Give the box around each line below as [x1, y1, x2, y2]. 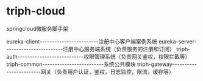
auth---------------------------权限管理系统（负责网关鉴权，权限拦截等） [6, 53, 191, 60]
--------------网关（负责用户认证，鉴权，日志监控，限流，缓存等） [6, 68, 175, 75]
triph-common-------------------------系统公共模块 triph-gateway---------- [6, 60, 197, 68]
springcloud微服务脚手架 [6, 25, 69, 32]
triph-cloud [6, 4, 65, 18]
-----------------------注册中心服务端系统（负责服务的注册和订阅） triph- [6, 45, 191, 53]
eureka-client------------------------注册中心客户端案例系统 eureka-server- [6, 37, 197, 45]
